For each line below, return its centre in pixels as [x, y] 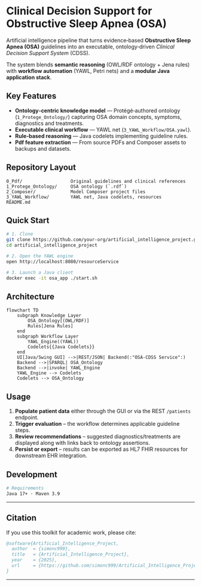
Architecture [31, 296]
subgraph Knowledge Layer [49, 316]
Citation [22, 518]
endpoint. [27, 417]
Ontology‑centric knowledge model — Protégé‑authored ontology [98, 110]
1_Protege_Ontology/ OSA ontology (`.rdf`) [67, 187]
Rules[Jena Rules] [51, 326]
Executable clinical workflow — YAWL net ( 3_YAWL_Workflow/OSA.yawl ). [103, 129]
